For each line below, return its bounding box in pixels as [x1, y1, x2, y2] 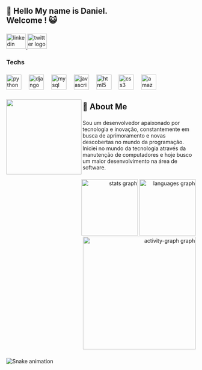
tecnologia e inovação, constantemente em [82, 126, 189, 133]
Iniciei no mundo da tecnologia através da [82, 145, 186, 152]
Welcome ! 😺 [6, 16, 57, 26]
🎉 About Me [82, 102, 127, 112]
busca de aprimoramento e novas [82, 132, 166, 139]
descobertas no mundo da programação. [82, 139, 185, 146]
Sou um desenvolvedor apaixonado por [82, 120, 180, 127]
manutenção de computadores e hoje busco [82, 151, 192, 159]
